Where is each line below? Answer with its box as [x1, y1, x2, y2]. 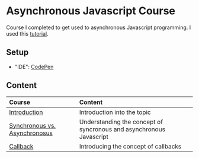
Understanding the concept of [79, 118, 163, 126]
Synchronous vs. [9, 121, 56, 129]
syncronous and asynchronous [79, 125, 166, 133]
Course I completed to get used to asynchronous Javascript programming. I [6, 24, 191, 31]
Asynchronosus [9, 129, 53, 137]
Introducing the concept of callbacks [79, 142, 182, 150]
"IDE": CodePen [14, 63, 54, 70]
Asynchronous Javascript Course [6, 4, 176, 18]
